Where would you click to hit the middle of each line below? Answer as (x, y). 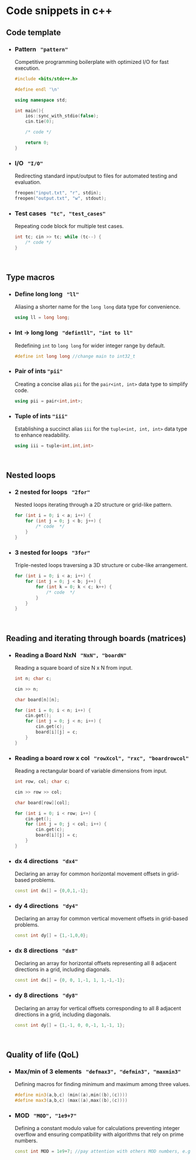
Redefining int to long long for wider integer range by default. (90, 345)
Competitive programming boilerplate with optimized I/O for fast (92, 62)
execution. (27, 68)
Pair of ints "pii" (39, 371)
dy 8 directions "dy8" (46, 995)
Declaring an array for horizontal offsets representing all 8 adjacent (95, 964)
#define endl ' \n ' (37, 89)
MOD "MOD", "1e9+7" (46, 1115)
